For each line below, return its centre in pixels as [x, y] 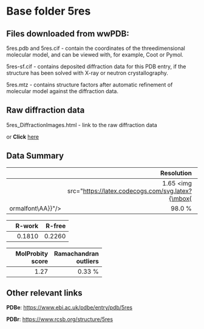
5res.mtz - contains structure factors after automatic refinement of [90, 85]
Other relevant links [45, 293]
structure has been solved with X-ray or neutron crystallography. [87, 73]
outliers [87, 261]
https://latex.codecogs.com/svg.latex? [138, 191]
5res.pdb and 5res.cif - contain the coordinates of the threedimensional [96, 48]
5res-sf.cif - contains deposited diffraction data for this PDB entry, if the [96, 66]
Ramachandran [76, 254]
